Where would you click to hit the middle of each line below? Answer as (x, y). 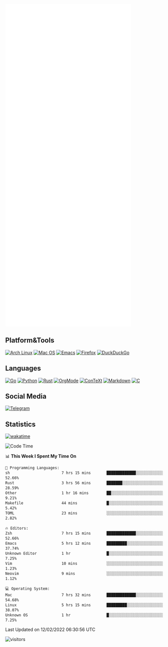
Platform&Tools (30, 341)
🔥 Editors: (17, 528)
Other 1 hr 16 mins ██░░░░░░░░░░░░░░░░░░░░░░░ (84, 493)
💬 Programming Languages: (32, 468)
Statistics (21, 424)
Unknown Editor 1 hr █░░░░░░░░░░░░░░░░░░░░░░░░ (84, 554)
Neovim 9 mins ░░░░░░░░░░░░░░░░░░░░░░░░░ (84, 574)
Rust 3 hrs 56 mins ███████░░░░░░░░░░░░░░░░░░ (84, 483)
